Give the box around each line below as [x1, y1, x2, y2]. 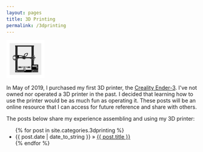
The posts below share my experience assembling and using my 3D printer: [6, 115, 195, 122]
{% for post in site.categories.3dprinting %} [15, 127, 124, 134]
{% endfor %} [15, 139, 50, 147]
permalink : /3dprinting [6, 22, 67, 28]
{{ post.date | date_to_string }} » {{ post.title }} [15, 133, 131, 141]
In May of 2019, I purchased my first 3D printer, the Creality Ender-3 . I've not [6, 84, 198, 92]
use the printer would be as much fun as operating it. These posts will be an [6, 97, 196, 104]
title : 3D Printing [6, 16, 56, 22]
